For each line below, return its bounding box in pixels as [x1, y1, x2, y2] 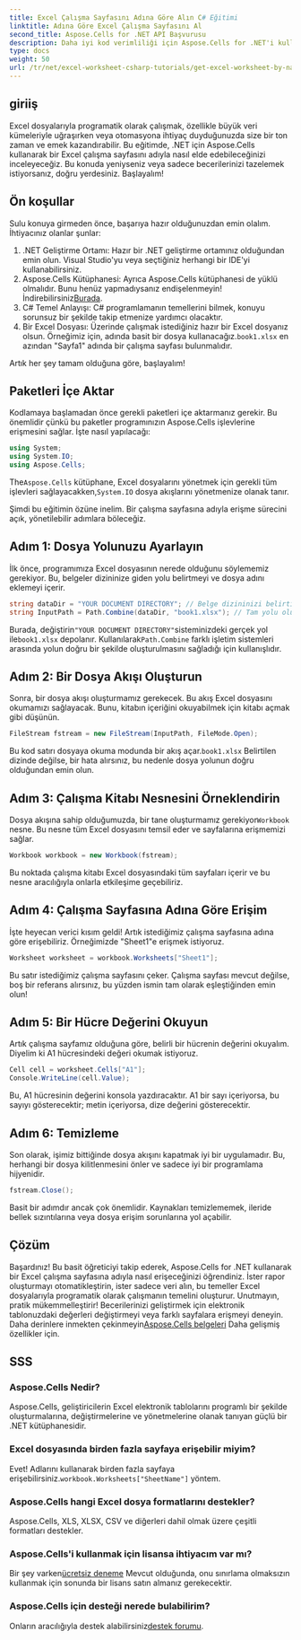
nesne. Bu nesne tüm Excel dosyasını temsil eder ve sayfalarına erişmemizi [9, 824, 286, 835]
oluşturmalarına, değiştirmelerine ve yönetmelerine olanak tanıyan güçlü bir [9, 1411, 288, 1422]
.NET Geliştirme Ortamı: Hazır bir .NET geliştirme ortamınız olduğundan [21, 244, 285, 256]
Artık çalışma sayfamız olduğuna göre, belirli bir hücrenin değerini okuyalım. [9, 1039, 289, 1049]
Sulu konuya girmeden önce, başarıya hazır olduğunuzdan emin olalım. [9, 217, 271, 229]
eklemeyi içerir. [9, 582, 65, 592]
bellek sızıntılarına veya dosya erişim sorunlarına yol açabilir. [9, 1211, 232, 1222]
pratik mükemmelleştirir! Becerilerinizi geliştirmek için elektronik [9, 1299, 245, 1311]
